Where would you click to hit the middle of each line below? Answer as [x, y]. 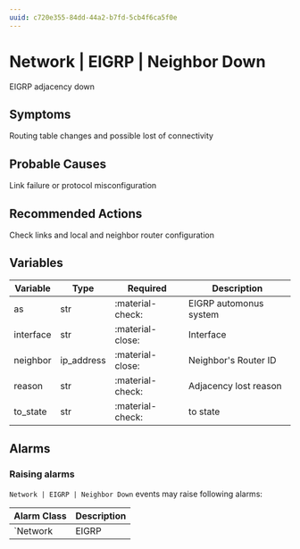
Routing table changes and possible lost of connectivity [112, 136]
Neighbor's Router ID [233, 360]
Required [147, 288]
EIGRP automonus [226, 303]
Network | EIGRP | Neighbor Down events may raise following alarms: [136, 494]
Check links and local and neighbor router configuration [112, 235]
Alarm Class [40, 516]
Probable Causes [58, 164]
